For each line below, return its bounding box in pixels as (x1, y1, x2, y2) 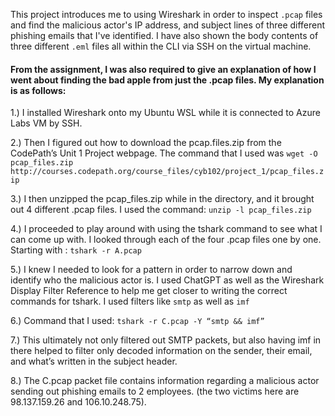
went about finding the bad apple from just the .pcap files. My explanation (10, 74, 325, 86)
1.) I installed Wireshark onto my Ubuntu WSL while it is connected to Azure (10, 107, 321, 119)
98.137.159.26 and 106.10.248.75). (10, 396, 147, 408)
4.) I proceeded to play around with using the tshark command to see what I (10, 223, 323, 235)
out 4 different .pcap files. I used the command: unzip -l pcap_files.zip (10, 204, 312, 216)
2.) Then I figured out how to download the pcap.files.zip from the (10, 137, 282, 149)
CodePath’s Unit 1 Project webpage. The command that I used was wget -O (10, 147, 318, 159)
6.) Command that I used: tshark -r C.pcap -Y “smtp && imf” (10, 315, 265, 327)
